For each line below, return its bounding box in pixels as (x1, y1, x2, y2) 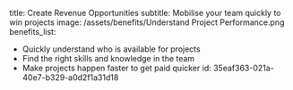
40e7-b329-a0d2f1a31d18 (22, 72, 119, 83)
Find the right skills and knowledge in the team (22, 53, 195, 63)
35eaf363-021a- (213, 62, 275, 73)
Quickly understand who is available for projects (22, 44, 201, 54)
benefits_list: (9, 27, 56, 37)
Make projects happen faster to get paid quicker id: (22, 62, 212, 73)
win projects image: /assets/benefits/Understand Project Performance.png (9, 17, 285, 28)
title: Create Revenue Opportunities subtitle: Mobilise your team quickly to (9, 8, 281, 18)
